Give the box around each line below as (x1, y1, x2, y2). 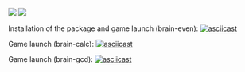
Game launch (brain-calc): (8, 40, 94, 48)
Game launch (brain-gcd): (8, 55, 93, 63)
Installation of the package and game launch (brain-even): (8, 24, 199, 33)
